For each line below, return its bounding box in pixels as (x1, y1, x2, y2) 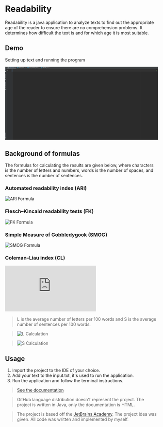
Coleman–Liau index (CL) (5, 254, 65, 261)
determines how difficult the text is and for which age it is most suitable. (5, 30, 149, 36)
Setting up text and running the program (5, 57, 85, 63)
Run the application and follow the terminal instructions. (12, 377, 124, 383)
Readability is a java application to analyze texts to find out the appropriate (5, 19, 154, 25)
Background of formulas (5, 149, 80, 158)
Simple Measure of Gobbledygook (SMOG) (5, 231, 108, 238)
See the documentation (16, 387, 64, 393)
